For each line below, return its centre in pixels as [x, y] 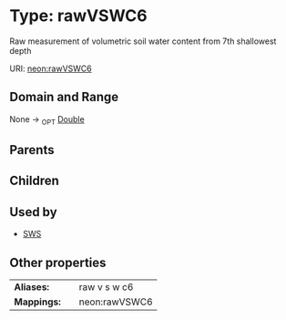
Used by [33, 212]
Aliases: [32, 286]
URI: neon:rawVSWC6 [51, 68]
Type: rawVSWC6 [78, 16]
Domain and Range [64, 97]
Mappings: [38, 302]
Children [34, 181]
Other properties [58, 262]
